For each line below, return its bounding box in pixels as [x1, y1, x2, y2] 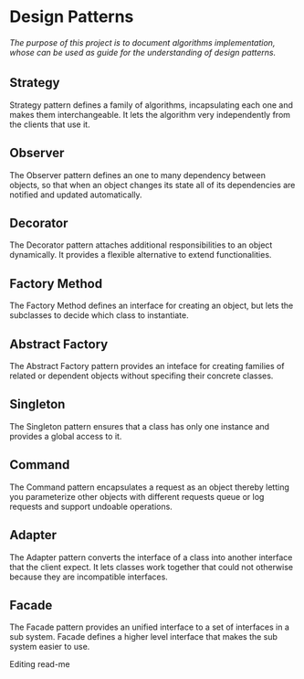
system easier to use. [9, 642, 90, 652]
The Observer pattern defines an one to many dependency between [9, 169, 267, 180]
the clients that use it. [9, 119, 90, 130]
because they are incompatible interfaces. [9, 571, 169, 582]
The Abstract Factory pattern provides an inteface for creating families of [9, 361, 285, 372]
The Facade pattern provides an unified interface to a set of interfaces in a [9, 621, 289, 632]
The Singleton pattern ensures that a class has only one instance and [9, 420, 270, 431]
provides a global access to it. [9, 430, 122, 441]
